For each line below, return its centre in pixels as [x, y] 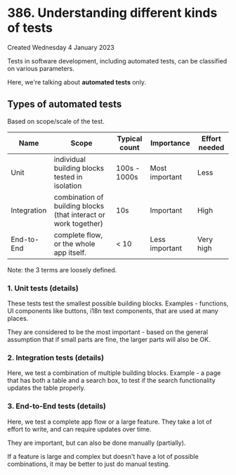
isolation [68, 186]
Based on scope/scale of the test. [56, 121]
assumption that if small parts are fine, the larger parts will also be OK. [109, 340]
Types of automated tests [65, 104]
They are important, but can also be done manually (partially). [97, 443]
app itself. [70, 253]
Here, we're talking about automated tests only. [77, 82]
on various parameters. [41, 68]
